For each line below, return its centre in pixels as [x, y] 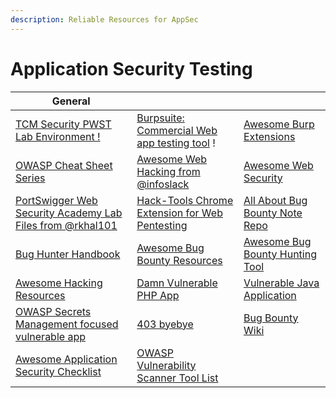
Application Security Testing [131, 68]
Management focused [67, 324]
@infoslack [163, 184]
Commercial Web [177, 130]
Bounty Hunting [280, 254]
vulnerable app [50, 336]
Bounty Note [273, 213]
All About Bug [275, 200]
